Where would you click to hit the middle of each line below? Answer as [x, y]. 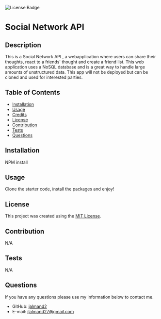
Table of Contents [33, 92]
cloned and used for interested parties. [44, 77]
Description [23, 45]
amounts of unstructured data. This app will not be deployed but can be [77, 72]
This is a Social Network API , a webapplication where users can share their [80, 57]
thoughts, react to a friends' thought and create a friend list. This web [74, 62]
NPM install [16, 162]
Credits [19, 115]
